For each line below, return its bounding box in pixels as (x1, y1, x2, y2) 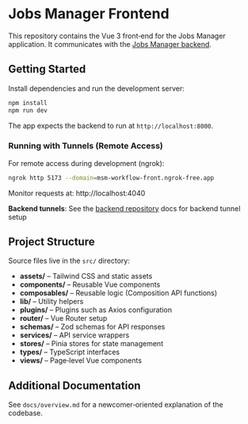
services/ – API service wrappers (19, 330, 130, 340)
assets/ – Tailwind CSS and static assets (19, 272, 153, 281)
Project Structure (8, 235, 95, 249)
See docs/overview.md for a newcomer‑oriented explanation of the (8, 400, 223, 410)
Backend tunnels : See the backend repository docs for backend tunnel (8, 203, 241, 213)
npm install (8, 98, 48, 107)
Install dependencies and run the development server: (8, 83, 185, 93)
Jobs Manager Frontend (8, 5, 170, 23)
